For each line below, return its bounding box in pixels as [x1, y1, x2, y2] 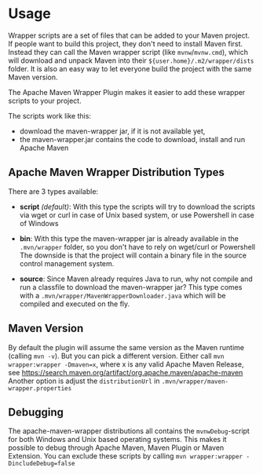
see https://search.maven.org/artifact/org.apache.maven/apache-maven [8, 367, 243, 377]
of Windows [19, 218, 59, 228]
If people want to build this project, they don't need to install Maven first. [8, 38, 243, 48]
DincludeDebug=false [8, 460, 76, 468]
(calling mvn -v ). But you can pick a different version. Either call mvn [8, 351, 225, 360]
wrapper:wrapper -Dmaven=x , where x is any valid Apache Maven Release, [8, 359, 244, 369]
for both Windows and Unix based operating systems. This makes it [8, 435, 227, 444]
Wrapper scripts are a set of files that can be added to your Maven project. [8, 31, 250, 40]
